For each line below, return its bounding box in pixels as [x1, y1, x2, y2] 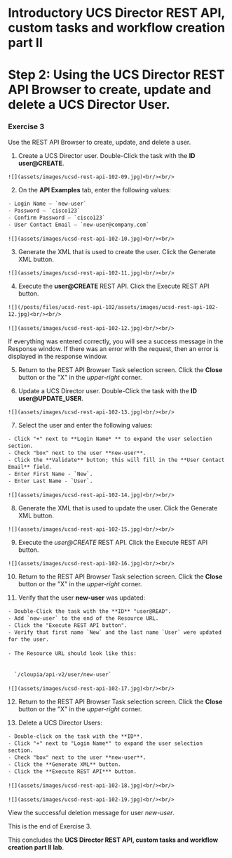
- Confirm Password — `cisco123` [8, 214, 106, 221]
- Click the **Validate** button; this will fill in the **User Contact [8, 456, 225, 463]
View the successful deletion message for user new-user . [8, 808, 175, 817]
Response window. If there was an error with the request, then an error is [8, 344, 219, 352]
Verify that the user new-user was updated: [18, 593, 146, 602]
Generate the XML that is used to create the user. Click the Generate [18, 247, 216, 256]
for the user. [8, 635, 50, 643]
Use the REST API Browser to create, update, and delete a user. [8, 138, 191, 146]
